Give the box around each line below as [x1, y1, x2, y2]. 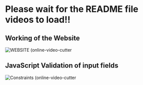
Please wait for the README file [5, 3, 139, 15]
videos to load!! [5, 14, 71, 25]
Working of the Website [5, 34, 80, 42]
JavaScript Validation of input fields [5, 61, 119, 70]
